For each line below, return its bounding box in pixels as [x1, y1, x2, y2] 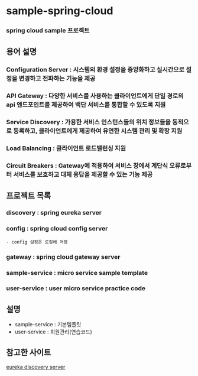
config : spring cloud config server [6, 225, 108, 233]
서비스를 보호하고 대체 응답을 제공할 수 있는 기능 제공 [12, 170, 153, 179]
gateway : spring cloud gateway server [6, 252, 121, 261]
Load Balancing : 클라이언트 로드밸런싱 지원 [6, 144, 126, 153]
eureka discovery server [6, 364, 66, 371]
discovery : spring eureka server [6, 209, 102, 217]
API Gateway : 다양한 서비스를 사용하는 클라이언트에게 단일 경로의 [6, 92, 184, 100]
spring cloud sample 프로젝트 [6, 27, 90, 35]
